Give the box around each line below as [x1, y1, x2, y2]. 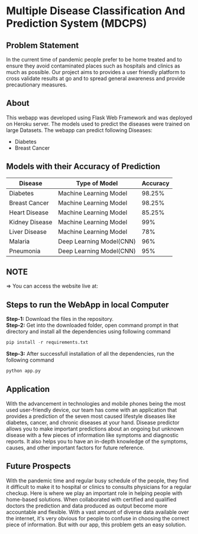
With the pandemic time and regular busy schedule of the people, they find [6, 477, 189, 484]
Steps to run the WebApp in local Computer [6, 300, 170, 310]
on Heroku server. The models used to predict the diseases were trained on [6, 120, 190, 127]
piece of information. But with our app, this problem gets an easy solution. [6, 521, 187, 528]
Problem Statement [6, 40, 79, 50]
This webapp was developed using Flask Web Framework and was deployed [6, 114, 193, 121]
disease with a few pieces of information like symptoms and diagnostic [6, 431, 179, 439]
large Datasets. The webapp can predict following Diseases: [6, 126, 152, 134]
